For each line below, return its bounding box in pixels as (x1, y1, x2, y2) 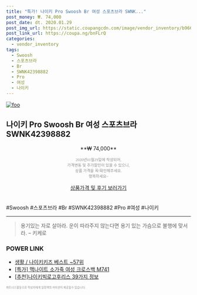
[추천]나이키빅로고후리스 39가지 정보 (14, 273, 99, 280)
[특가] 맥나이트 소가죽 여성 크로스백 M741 (14, 266, 110, 273)
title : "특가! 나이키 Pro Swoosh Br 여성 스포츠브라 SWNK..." (6, 8, 147, 15)
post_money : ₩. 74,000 (6, 14, 62, 20)
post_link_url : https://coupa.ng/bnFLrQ (6, 31, 107, 36)
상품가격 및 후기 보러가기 (70, 184, 127, 191)
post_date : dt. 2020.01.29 (6, 19, 72, 25)
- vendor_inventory (11, 42, 59, 48)
